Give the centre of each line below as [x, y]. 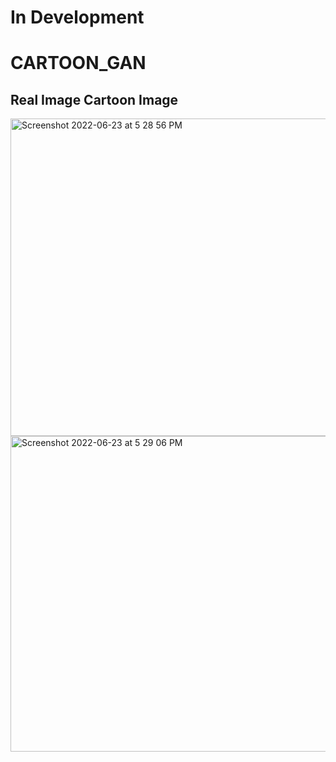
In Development [77, 17]
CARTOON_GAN [78, 63]
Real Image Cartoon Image [94, 99]
